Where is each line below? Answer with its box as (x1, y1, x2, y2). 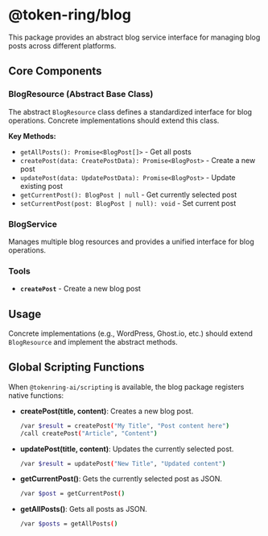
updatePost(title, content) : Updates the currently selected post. (19, 444, 234, 454)
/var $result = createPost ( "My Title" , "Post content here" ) (19, 421, 230, 429)
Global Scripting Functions (8, 361, 145, 375)
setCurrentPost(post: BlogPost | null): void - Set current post (19, 198, 237, 207)
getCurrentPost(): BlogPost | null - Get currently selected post (19, 190, 237, 199)
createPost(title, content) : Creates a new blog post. (19, 406, 194, 416)
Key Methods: (8, 131, 56, 140)
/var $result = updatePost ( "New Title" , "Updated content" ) (19, 459, 226, 467)
